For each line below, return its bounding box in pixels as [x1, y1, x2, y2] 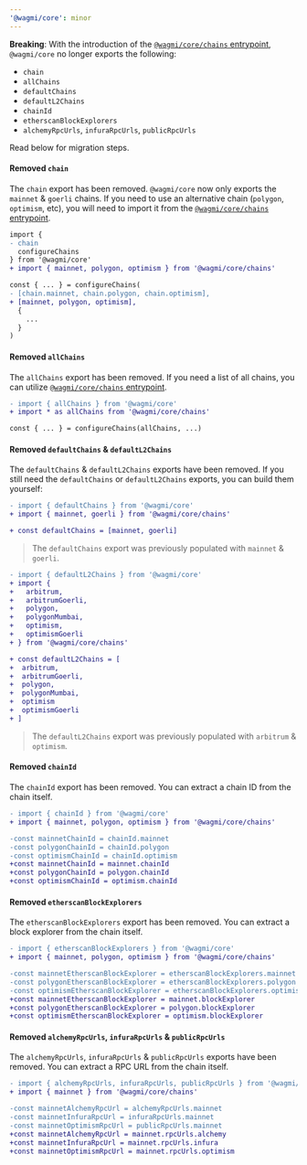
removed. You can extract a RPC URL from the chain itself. [9, 1062, 229, 1073]
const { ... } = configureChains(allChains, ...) [9, 424, 203, 433]
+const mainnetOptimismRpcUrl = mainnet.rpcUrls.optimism [9, 1147, 235, 1156]
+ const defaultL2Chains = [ [9, 655, 121, 664]
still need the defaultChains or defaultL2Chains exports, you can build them [9, 474, 294, 485]
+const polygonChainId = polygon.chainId [9, 868, 170, 878]
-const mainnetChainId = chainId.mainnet [9, 834, 170, 843]
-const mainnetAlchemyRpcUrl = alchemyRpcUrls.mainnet [9, 1104, 223, 1114]
